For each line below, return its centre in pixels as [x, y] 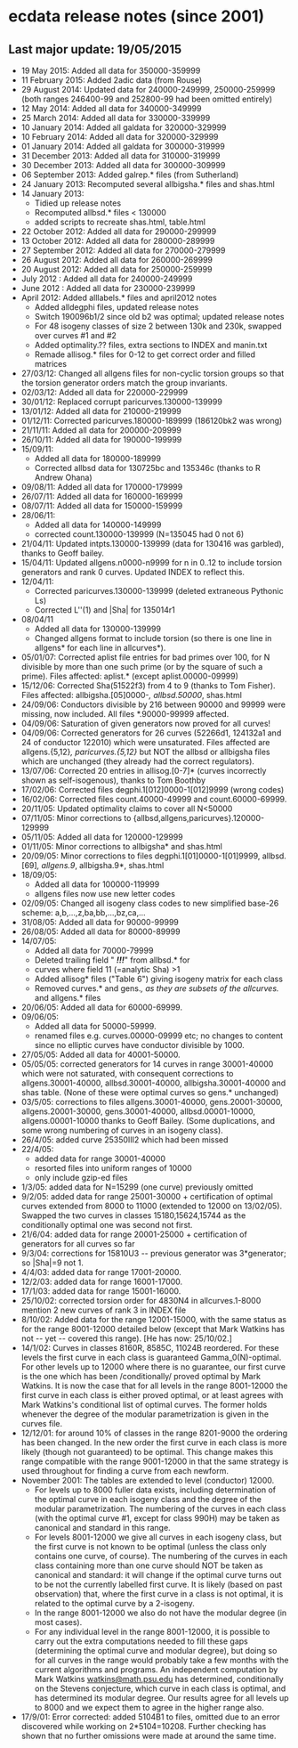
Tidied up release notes [78, 203]
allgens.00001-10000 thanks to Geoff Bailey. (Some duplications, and [148, 1121]
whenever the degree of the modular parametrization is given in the [145, 1414]
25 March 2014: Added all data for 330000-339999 [116, 118]
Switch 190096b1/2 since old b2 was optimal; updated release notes [159, 317]
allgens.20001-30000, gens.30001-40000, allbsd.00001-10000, [138, 1111]
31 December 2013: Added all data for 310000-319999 [121, 156]
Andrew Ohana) [63, 477]
